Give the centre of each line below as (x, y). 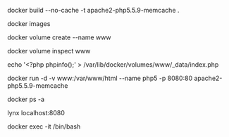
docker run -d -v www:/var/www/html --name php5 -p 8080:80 (100, 78)
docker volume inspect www (49, 51)
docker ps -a (26, 99)
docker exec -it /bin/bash (44, 126)
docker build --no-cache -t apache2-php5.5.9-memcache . (93, 10)
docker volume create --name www (59, 37)
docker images (29, 24)
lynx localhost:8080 (36, 113)
